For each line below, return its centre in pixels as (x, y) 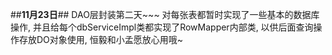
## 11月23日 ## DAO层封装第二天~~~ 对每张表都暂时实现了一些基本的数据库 (165, 14)
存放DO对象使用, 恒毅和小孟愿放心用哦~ (101, 39)
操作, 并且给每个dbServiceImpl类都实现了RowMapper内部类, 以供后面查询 (162, 27)
